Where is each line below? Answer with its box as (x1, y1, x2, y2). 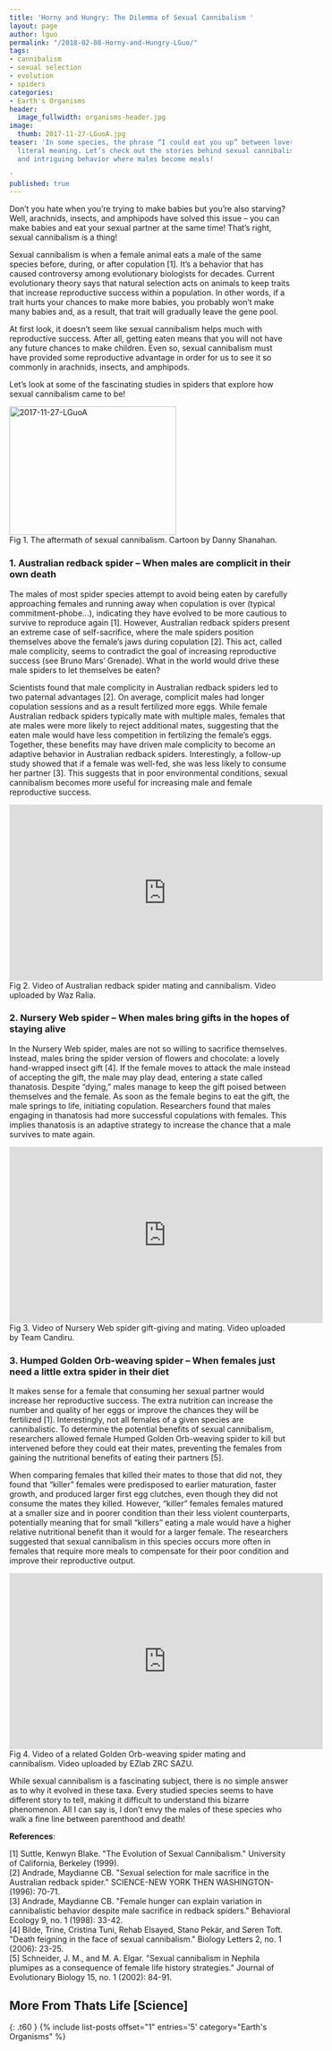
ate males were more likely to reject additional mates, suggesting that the (9, 719, 279, 730)
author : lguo (9, 30, 58, 38)
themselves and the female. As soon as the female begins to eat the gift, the (9, 1091, 290, 1102)
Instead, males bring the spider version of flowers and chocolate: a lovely (9, 1052, 280, 1063)
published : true (9, 179, 70, 188)
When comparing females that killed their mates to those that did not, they (9, 1469, 283, 1481)
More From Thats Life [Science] (9, 1997, 189, 2013)
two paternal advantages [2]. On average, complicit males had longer (9, 691, 266, 702)
